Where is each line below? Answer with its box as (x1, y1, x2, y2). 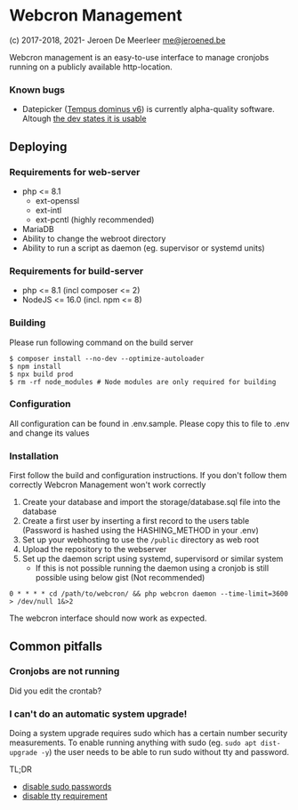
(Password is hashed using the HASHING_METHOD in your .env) (21, 525, 260, 536)
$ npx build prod (9, 370, 74, 379)
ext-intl (35, 205, 62, 215)
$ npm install (9, 362, 62, 371)
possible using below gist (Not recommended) (35, 573, 205, 583)
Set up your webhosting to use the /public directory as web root (21, 534, 260, 545)
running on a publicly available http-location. (9, 61, 173, 72)
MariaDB (21, 223, 55, 234)
